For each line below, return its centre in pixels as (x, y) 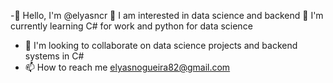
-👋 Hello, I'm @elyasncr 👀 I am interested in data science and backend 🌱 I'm (167, 15)
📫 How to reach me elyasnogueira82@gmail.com (127, 67)
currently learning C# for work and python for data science (131, 26)
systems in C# (54, 56)
